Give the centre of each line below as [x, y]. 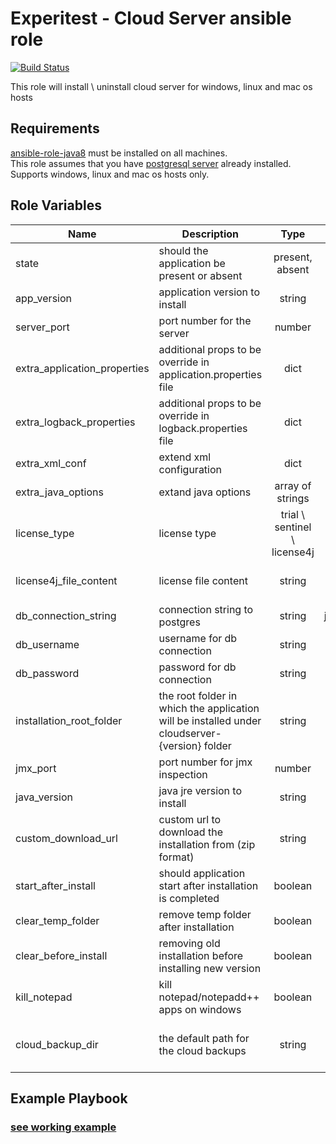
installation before [201, 955]
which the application [209, 708]
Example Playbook [69, 1098]
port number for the [205, 320]
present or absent [200, 275]
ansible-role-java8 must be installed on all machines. [119, 153]
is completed [189, 898]
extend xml [185, 457]
